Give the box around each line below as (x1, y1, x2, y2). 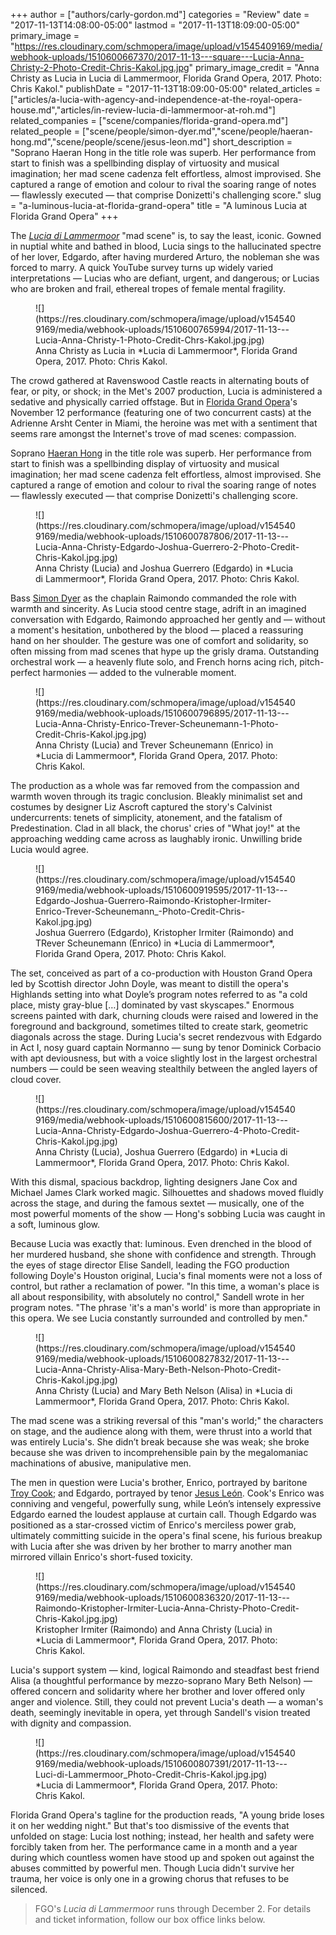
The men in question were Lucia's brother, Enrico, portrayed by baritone (10, 1477, 308, 1488)
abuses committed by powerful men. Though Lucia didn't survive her (10, 1862, 295, 1874)
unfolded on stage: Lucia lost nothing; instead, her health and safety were (10, 1830, 315, 1842)
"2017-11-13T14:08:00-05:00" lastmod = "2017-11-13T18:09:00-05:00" (10, 19, 300, 31)
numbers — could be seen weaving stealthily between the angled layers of (10, 1063, 318, 1074)
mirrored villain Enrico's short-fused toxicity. (10, 1551, 193, 1563)
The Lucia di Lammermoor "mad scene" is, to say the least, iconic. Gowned (10, 230, 322, 241)
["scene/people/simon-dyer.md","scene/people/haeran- (81, 125, 313, 137)
